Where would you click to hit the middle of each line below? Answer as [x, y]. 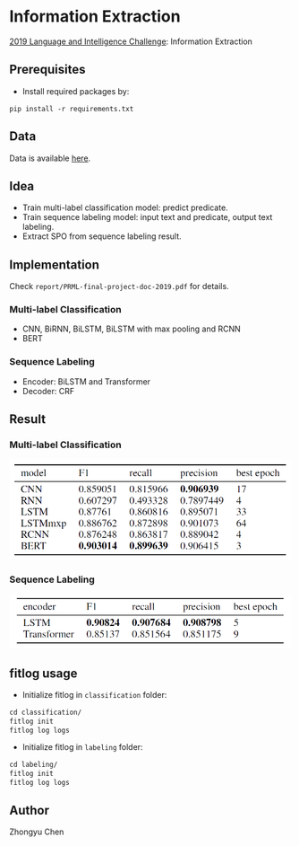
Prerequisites [47, 70]
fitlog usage [43, 673]
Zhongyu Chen [37, 832]
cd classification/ [46, 713]
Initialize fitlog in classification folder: [94, 695]
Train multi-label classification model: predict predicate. [125, 207]
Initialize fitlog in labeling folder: [82, 747]
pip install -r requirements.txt [72, 109]
